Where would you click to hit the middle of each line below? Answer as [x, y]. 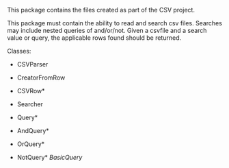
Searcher [30, 104]
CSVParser [32, 64]
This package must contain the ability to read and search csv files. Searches [114, 23]
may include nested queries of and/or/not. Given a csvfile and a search [107, 31]
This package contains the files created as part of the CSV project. [101, 10]
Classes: [19, 51]
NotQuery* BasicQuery [50, 157]
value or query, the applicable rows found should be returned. [94, 38]
